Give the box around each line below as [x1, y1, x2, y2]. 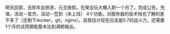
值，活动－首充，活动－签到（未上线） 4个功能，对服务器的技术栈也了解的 [5, 11, 160, 17]
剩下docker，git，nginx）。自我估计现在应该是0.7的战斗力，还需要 [27, 17, 165, 23]
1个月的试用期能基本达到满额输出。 [5, 23, 78, 29]
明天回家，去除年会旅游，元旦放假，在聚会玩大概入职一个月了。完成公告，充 [5, 5, 165, 10]
